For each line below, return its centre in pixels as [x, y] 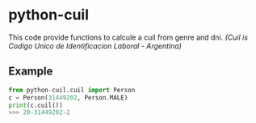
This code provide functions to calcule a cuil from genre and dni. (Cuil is [128, 37]
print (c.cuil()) [36, 105]
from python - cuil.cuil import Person [72, 90]
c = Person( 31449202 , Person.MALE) [68, 98]
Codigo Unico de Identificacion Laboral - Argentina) [95, 45]
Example [31, 72]
